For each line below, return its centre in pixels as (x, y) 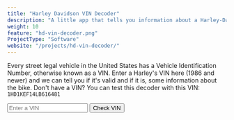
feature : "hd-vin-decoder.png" (53, 33)
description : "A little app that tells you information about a (102, 20)
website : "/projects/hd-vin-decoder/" (63, 46)
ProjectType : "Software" (43, 40)
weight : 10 (23, 26)
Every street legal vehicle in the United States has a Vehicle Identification (112, 66)
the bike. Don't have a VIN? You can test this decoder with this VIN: (104, 88)
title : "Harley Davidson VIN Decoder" (63, 14)
